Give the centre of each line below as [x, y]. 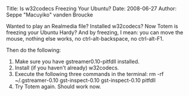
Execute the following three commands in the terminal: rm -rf [89, 74]
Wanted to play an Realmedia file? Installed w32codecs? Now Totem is [92, 26]
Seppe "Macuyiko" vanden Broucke [50, 15]
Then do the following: [33, 50]
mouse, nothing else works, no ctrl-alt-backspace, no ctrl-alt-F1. [85, 39]
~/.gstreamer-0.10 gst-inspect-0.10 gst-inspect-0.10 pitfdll [85, 80]
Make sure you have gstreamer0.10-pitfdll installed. [77, 62]
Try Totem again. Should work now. [58, 87]
